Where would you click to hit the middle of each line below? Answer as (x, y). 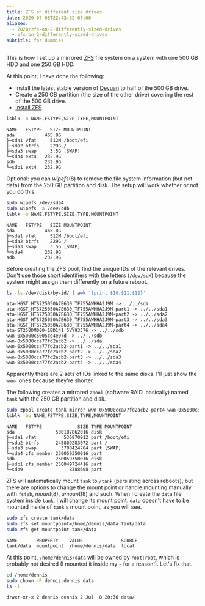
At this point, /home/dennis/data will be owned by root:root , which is (93, 557)
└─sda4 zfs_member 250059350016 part (54, 454)
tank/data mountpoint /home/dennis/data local (71, 546)
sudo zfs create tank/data (41, 518)
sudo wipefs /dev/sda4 (35, 202)
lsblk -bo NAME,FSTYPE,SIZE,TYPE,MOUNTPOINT (64, 416)
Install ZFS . (29, 107)
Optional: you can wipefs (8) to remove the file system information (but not (99, 179)
